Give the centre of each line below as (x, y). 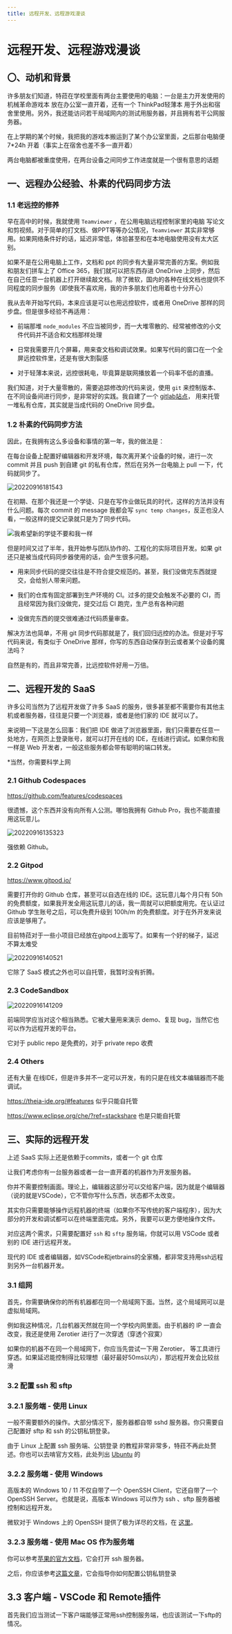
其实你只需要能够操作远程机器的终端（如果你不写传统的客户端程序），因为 (112, 1210)
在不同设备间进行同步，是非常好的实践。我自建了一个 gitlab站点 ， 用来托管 (114, 396)
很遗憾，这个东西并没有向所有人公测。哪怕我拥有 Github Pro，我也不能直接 (114, 810)
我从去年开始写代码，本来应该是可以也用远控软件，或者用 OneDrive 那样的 (113, 303)
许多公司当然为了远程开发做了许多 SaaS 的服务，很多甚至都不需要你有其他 (113, 707)
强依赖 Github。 (30, 846)
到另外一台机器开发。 (37, 1266)
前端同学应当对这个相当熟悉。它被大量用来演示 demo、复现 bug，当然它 (110, 1020)
